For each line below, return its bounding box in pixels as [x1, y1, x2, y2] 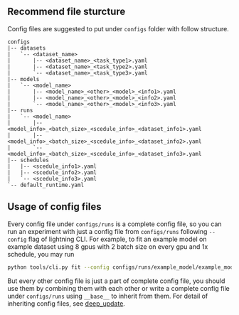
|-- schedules [7, 156, 50, 164]
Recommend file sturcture [7, 6, 126, 18]
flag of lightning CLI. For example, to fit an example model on [28, 235, 207, 243]
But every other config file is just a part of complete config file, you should [7, 277, 225, 285]
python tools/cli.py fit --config [7, 263, 110, 271]
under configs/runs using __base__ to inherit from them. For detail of [7, 292, 208, 300]
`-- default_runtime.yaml [7, 181, 84, 188]
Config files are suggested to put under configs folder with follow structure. [7, 24, 229, 33]
